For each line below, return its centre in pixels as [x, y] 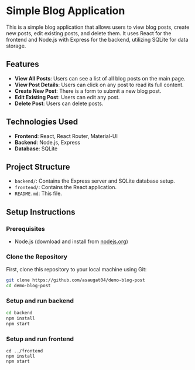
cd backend [19, 313]
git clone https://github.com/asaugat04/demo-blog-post [76, 280]
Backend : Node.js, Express [47, 142]
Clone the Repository [37, 257]
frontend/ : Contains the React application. [66, 187]
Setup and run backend [40, 301]
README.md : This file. [38, 194]
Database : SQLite [36, 149]
